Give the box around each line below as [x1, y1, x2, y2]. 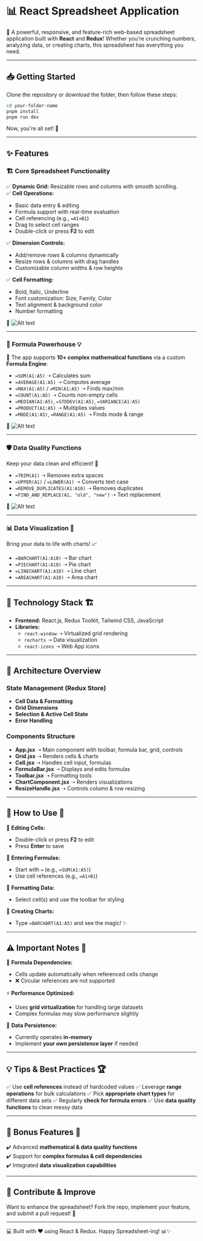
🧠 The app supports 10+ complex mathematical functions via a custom [6, 354, 185, 361]
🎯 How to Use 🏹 [6, 808, 65, 818]
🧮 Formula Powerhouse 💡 [6, 340, 82, 348]
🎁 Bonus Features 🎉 [6, 1127, 81, 1137]
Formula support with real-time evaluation [14, 208, 120, 215]
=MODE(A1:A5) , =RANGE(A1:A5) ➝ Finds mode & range [14, 411, 144, 418]
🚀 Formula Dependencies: [6, 959, 73, 966]
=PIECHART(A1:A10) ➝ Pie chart [14, 560, 91, 568]
